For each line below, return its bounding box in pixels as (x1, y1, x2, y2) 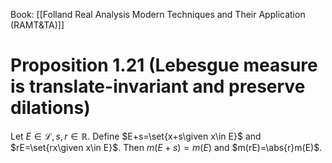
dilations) (10, 97, 91, 119)
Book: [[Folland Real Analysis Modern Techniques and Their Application (10, 9, 306, 20)
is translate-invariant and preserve (10, 75, 306, 98)
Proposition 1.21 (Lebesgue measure (10, 54, 318, 77)
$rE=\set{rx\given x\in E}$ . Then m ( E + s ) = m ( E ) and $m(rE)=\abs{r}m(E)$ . (10, 141, 323, 153)
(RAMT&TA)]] (10, 19, 65, 31)
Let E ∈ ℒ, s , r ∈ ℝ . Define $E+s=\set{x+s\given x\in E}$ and (10, 130, 262, 142)
